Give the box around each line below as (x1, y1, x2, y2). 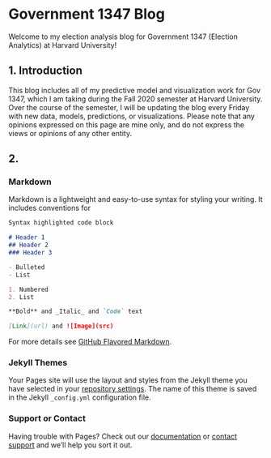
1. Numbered (8, 285, 49, 293)
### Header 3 (8, 249, 53, 257)
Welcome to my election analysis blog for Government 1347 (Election (8, 32, 239, 41)
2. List (8, 293, 35, 301)
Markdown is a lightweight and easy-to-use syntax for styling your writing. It (8, 195, 263, 204)
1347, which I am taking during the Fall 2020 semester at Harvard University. (8, 94, 263, 104)
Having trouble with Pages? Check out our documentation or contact (8, 431, 237, 441)
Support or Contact (8, 413, 87, 424)
